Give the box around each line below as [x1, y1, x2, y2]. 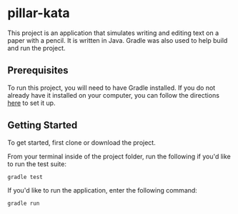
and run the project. [7, 44, 66, 52]
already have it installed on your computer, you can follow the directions [7, 91, 220, 99]
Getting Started [7, 119, 78, 131]
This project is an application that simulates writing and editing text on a [7, 29, 219, 37]
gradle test [7, 173, 43, 180]
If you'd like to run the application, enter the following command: [7, 186, 198, 195]
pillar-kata [7, 5, 70, 21]
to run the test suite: [7, 159, 66, 168]
